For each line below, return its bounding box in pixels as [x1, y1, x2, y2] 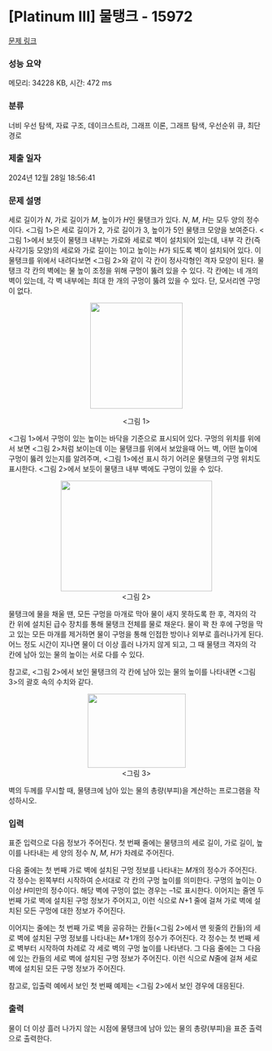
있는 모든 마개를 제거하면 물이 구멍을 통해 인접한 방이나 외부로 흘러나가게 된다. [16, 630, 264, 640]
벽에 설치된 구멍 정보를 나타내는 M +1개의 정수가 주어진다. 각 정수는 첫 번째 [16, 933, 252, 943]
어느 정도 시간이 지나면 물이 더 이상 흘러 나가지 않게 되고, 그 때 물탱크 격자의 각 [8, 640, 257, 649]
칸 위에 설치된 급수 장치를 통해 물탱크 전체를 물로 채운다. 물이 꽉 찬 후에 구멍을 [8, 619, 255, 629]
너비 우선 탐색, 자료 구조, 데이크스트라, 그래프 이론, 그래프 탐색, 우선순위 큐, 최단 [8, 120, 261, 130]
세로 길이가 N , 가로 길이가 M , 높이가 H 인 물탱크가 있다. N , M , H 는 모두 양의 [8, 215, 245, 225]
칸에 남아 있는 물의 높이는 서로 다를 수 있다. [8, 650, 145, 660]
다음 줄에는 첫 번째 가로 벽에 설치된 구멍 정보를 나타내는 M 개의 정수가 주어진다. [8, 865, 257, 875]
